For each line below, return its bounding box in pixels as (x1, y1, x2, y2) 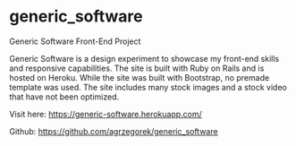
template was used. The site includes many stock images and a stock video (9, 82, 288, 92)
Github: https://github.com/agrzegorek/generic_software (9, 125, 218, 136)
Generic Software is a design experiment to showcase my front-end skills (9, 53, 280, 64)
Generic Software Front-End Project (9, 36, 141, 47)
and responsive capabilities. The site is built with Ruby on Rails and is (9, 63, 265, 73)
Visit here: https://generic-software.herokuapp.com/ (9, 108, 203, 119)
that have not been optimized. (9, 91, 120, 102)
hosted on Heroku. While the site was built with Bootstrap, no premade (9, 72, 270, 82)
